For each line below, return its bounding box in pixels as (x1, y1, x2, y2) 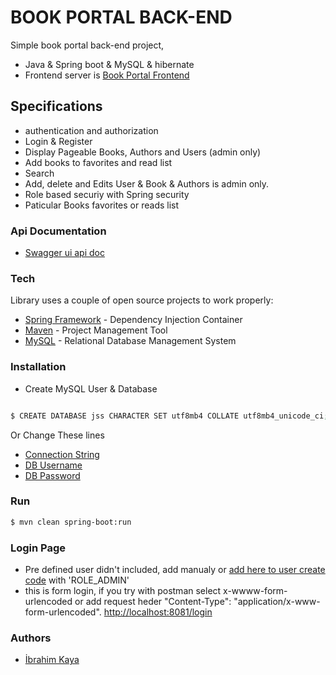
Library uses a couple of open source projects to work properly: (10, 294, 274, 306)
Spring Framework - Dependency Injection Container (24, 314, 243, 326)
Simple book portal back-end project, (10, 39, 165, 51)
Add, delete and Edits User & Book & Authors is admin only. (24, 177, 270, 190)
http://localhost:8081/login (103, 606, 213, 618)
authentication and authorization (24, 124, 159, 136)
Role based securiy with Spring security (24, 188, 190, 200)
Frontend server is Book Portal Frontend (24, 69, 190, 81)
